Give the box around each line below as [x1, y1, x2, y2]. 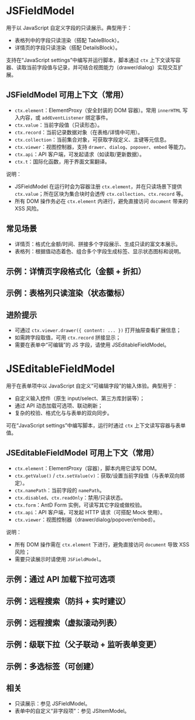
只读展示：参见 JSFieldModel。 [14, 699, 91, 707]
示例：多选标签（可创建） [6, 661, 98, 671]
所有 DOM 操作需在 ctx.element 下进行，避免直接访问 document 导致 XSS [14, 541, 190, 548]
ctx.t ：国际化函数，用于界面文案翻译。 [14, 158, 110, 165]
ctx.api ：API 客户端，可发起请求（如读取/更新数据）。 [14, 151, 145, 158]
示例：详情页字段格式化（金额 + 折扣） [6, 266, 146, 276]
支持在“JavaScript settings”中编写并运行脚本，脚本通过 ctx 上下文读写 [6, 56, 176, 63]
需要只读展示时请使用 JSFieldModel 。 [14, 555, 104, 562]
